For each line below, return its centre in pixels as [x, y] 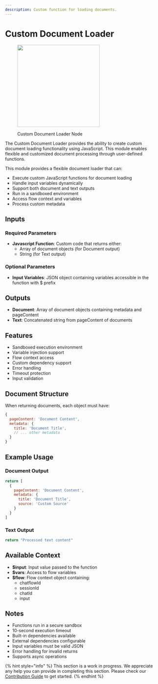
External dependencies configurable [49, 641]
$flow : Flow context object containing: [51, 577]
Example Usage [29, 457]
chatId [26, 593]
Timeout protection [32, 373]
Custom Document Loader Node [50, 134]
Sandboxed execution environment [47, 347]
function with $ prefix [34, 283]
